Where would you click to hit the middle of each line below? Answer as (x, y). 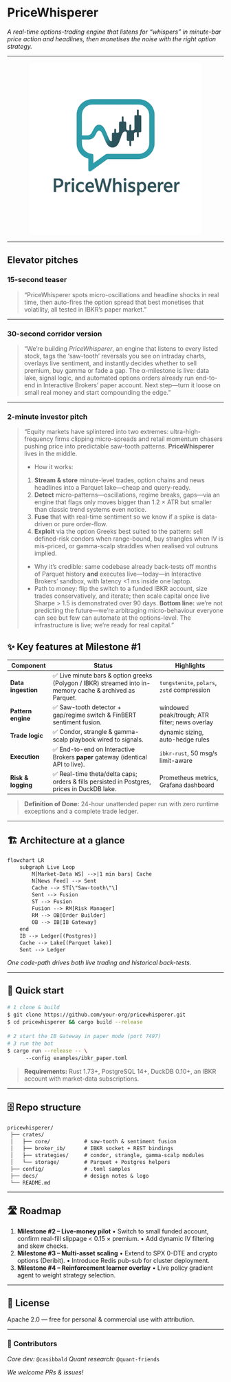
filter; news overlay (186, 722)
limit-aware (176, 760)
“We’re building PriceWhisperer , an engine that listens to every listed (121, 348)
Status (103, 665)
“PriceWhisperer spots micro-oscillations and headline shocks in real (121, 294)
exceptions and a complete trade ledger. (81, 811)
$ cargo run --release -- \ (47, 1051)
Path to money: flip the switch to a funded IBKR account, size (121, 589)
